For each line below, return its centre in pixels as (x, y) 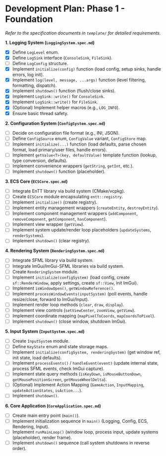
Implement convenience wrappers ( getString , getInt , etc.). (73, 166)
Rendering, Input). (31, 426)
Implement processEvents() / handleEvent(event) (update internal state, (85, 363)
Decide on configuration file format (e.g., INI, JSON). (66, 133)
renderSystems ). (28, 235)
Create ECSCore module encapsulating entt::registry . (67, 196)
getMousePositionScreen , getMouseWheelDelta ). (59, 380)
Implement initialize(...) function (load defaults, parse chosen (79, 144)
